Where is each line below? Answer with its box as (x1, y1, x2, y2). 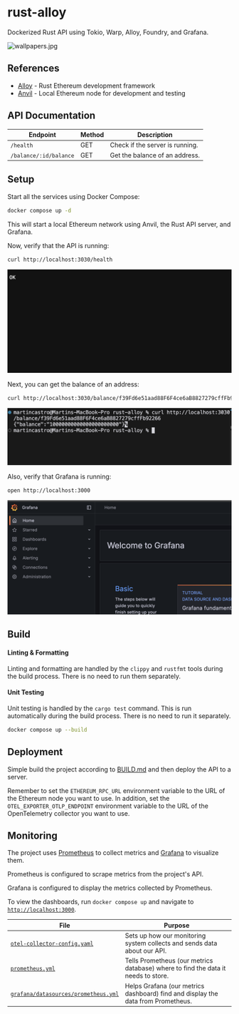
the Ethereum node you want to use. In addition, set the (7, 794, 170, 802)
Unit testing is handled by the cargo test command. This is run (7, 704, 192, 712)
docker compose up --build (7, 726, 87, 733)
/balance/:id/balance (10, 152, 75, 159)
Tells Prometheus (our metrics (124, 956, 213, 965)
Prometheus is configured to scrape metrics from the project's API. (7, 870, 204, 879)
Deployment (7, 746, 63, 758)
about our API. (124, 946, 167, 956)
